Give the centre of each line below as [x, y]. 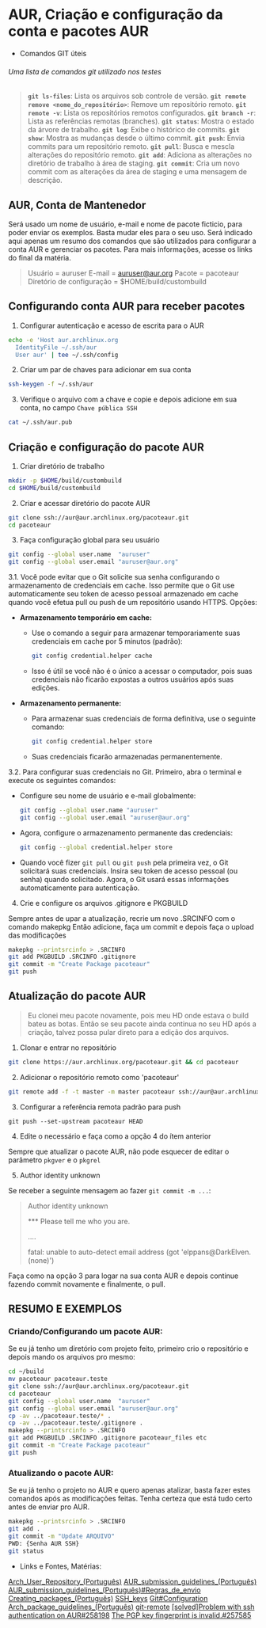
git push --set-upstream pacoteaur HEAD [76, 1121]
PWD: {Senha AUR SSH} [44, 1543]
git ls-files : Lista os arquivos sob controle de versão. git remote [137, 96]
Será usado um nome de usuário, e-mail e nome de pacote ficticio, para [125, 224]
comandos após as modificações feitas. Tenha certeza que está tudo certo [130, 1499]
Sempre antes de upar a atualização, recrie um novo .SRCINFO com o [122, 918]
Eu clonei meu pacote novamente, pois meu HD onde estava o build [138, 1015]
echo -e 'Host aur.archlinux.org [63, 340]
